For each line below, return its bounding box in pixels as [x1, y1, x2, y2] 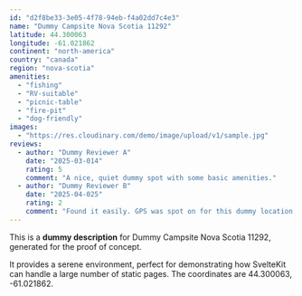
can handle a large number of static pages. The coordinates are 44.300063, [9, 268, 292, 279]
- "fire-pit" [17, 106, 67, 115]
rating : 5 [25, 165, 63, 174]
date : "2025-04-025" [25, 190, 103, 199]
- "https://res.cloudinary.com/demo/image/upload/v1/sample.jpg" [17, 131, 269, 140]
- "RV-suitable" [17, 89, 79, 98]
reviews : [9, 139, 42, 148]
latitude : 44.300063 [9, 30, 88, 39]
